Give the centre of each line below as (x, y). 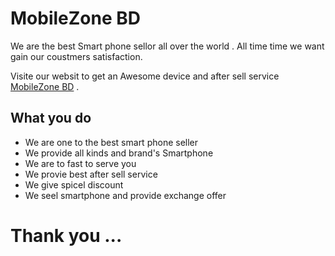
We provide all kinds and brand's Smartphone (119, 153)
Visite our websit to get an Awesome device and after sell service (145, 76)
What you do (51, 118)
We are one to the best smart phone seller (111, 142)
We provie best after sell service (91, 174)
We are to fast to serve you (80, 163)
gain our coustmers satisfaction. (76, 56)
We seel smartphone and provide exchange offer (125, 195)
